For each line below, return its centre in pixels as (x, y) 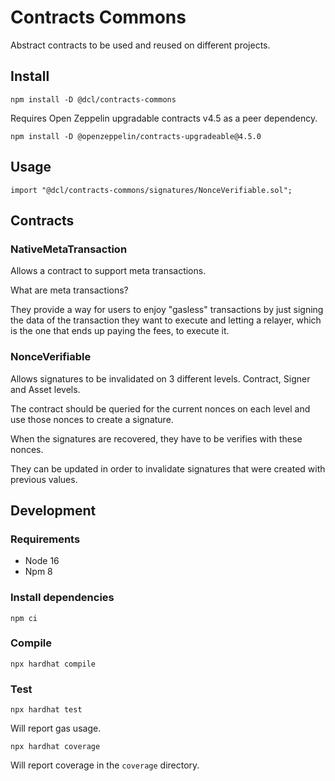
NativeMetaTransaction (69, 249)
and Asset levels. (45, 389)
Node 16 (42, 561)
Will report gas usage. (56, 728)
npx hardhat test (46, 710)
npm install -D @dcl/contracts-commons (93, 99)
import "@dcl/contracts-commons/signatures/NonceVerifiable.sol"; (151, 190)
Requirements (45, 539)
